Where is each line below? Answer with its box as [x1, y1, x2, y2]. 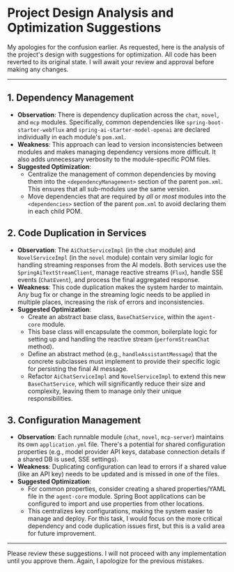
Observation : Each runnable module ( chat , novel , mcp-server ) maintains [17, 433, 224, 441]
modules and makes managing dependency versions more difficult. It [17, 147, 216, 156]
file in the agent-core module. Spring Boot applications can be [27, 492, 206, 501]
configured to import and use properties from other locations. [27, 499, 205, 508]
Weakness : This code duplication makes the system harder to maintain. [17, 283, 224, 291]
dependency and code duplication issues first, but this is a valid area [27, 522, 225, 530]
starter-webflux [17, 126, 65, 133]
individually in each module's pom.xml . [17, 133, 127, 141]
